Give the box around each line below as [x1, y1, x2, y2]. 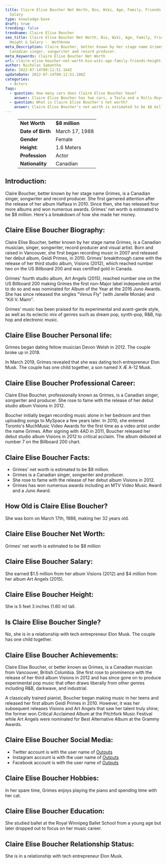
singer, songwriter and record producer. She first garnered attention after [5, 195, 155, 202]
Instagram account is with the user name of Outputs [12, 754, 119, 760]
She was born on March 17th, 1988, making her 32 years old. [5, 515, 129, 521]
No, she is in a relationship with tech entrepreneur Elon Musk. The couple [5, 631, 156, 637]
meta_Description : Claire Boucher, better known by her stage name [5, 44, 148, 49]
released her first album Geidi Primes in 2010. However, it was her [5, 700, 140, 706]
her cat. [5, 792, 21, 798]
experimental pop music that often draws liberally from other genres [5, 680, 145, 686]
